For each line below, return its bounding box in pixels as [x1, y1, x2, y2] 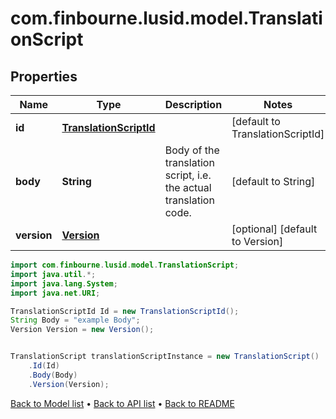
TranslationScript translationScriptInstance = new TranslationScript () [10, 352, 320, 362]
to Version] [231, 235, 284, 248]
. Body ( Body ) [28, 370, 78, 380]
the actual [164, 181, 212, 194]
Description [164, 98, 223, 111]
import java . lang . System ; [10, 278, 118, 289]
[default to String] [231, 175, 316, 188]
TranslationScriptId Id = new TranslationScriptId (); [10, 306, 240, 316]
